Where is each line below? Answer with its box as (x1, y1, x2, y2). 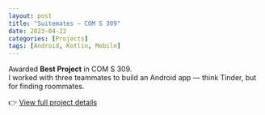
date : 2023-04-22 (8, 27, 67, 35)
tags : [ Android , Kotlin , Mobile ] (8, 42, 121, 50)
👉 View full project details (8, 98, 98, 108)
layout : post (8, 11, 53, 20)
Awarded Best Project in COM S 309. (8, 64, 132, 74)
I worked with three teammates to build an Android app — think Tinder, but (8, 73, 257, 83)
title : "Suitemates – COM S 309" (8, 19, 121, 28)
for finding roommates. (8, 82, 85, 92)
